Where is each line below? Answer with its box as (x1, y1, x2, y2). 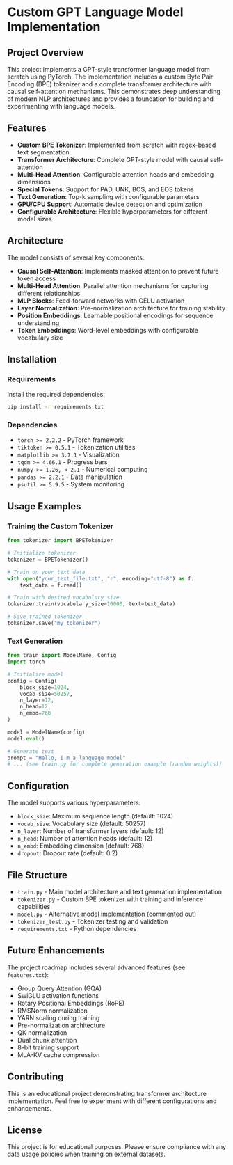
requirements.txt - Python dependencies (17, 924, 137, 933)
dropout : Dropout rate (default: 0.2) (17, 849, 118, 857)
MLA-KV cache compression (17, 1050, 100, 1059)
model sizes (17, 214, 52, 223)
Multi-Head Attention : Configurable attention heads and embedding (17, 170, 214, 178)
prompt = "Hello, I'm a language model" (7, 754, 127, 761)
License (7, 1124, 42, 1136)
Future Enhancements (7, 944, 106, 957)
